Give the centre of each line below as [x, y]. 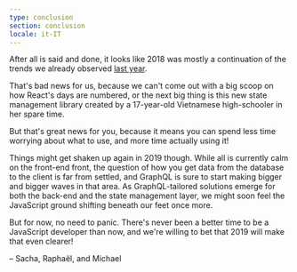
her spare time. [37, 114]
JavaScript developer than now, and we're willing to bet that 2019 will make [147, 232]
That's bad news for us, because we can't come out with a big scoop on [141, 86]
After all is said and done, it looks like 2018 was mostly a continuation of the [148, 60]
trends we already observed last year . [78, 68]
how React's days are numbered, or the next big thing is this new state [138, 95]
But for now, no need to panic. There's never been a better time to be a [139, 222]
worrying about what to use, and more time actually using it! [119, 141]
